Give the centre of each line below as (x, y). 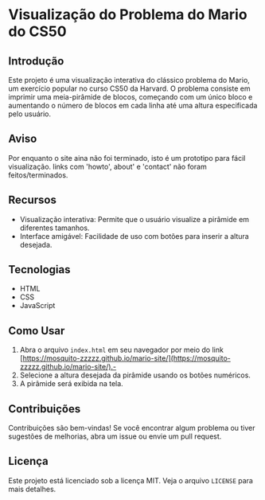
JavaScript (37, 306)
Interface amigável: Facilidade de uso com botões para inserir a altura (134, 236)
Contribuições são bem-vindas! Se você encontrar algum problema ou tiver (132, 428)
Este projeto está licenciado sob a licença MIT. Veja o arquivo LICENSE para (131, 480)
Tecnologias (39, 270)
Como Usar (37, 331)
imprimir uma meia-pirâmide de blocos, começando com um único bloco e (131, 97)
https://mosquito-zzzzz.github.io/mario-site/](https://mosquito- (127, 358)
